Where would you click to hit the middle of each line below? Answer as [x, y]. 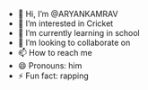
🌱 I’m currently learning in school [79, 33]
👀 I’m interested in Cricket [65, 23]
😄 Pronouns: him [50, 66]
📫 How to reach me [55, 53]
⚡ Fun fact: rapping [53, 76]
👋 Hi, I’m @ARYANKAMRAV [68, 14]
